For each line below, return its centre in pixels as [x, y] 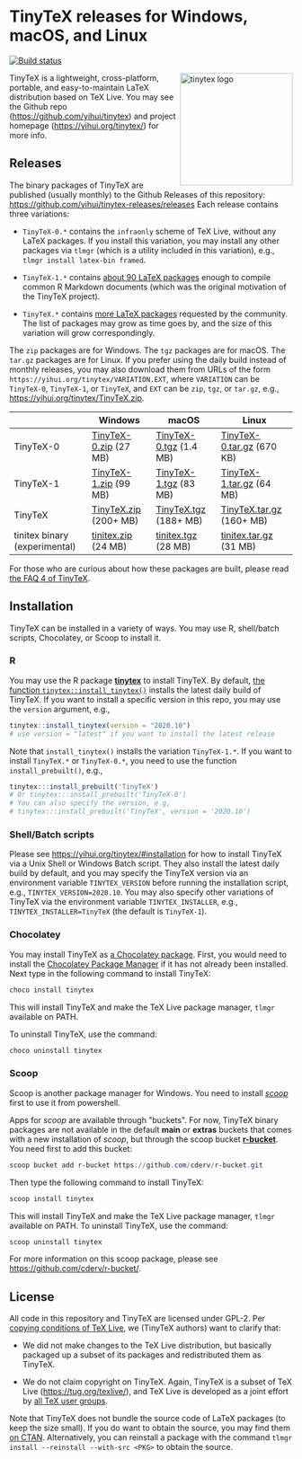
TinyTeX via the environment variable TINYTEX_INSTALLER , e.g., [124, 902]
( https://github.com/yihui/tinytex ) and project [93, 116]
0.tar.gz [237, 447]
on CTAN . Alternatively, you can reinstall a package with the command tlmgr [151, 1437]
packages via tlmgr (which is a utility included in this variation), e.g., [149, 250]
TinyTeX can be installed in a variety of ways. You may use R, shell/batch [144, 628]
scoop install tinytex [52, 1198]
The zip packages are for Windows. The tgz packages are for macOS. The [147, 350]
